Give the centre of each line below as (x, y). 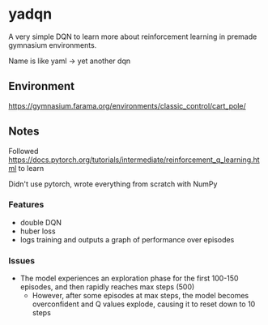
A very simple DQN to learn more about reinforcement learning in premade (133, 36)
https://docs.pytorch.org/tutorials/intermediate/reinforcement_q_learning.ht (134, 160)
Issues (22, 260)
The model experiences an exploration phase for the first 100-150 (129, 278)
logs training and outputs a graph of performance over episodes (127, 239)
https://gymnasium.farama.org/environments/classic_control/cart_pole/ (128, 105)
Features (26, 205)
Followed (23, 151)
